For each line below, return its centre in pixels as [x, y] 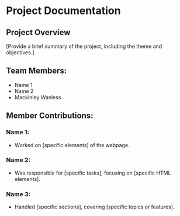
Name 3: [18, 194]
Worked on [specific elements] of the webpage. [72, 145]
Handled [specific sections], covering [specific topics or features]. [94, 207]
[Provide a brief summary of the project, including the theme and [84, 46]
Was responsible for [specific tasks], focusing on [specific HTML [93, 173]
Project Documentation [63, 11]
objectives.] [20, 53]
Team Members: [37, 71]
